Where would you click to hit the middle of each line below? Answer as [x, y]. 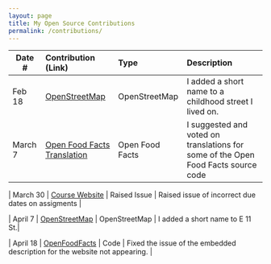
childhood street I [220, 101]
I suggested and [217, 125]
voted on [203, 135]
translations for [215, 145]
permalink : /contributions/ [56, 31]
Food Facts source [222, 165]
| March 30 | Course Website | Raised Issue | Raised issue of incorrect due [132, 195]
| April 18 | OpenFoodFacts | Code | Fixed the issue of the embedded [122, 243]
